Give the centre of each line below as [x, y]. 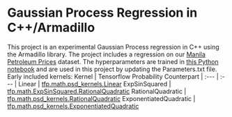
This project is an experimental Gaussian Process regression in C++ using [113, 47]
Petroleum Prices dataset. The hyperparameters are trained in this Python [113, 61]
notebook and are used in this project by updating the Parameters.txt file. [112, 69]
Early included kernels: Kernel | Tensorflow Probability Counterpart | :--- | [113, 76]
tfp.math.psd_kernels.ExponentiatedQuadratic [73, 106]
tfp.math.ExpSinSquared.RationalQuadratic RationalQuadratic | [97, 91]
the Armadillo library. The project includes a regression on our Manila [106, 54]
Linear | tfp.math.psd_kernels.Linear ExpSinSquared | [95, 84]
